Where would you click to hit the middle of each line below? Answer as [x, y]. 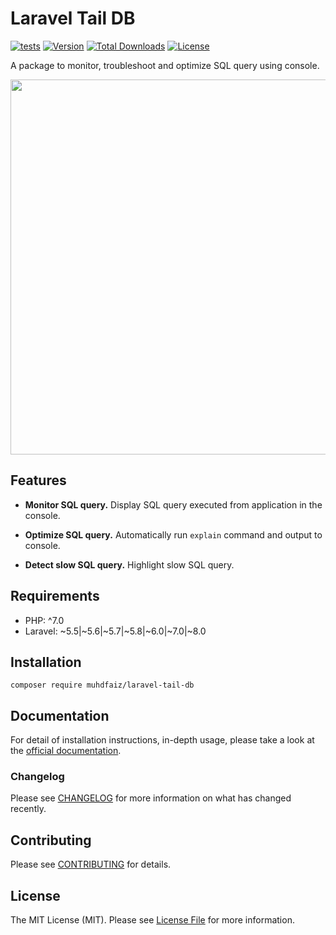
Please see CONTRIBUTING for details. [91, 864]
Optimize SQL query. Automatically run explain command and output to [173, 534]
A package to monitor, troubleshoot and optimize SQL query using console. [165, 65]
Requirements [55, 596]
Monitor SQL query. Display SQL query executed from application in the [173, 504]
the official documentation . [66, 751]
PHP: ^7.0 [44, 620]
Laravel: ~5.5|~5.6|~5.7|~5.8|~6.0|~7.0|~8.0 [115, 631]
